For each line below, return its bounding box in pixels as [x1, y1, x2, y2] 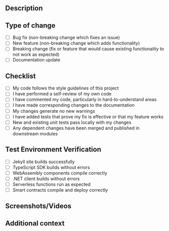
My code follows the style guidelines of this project [12, 85, 119, 91]
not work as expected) [12, 51, 60, 57]
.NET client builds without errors [12, 176, 80, 182]
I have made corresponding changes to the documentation [12, 102, 135, 108]
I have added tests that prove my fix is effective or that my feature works [12, 113, 164, 120]
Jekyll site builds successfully [12, 159, 75, 165]
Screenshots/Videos [5, 202, 72, 210]
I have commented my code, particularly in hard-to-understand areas [12, 97, 157, 103]
